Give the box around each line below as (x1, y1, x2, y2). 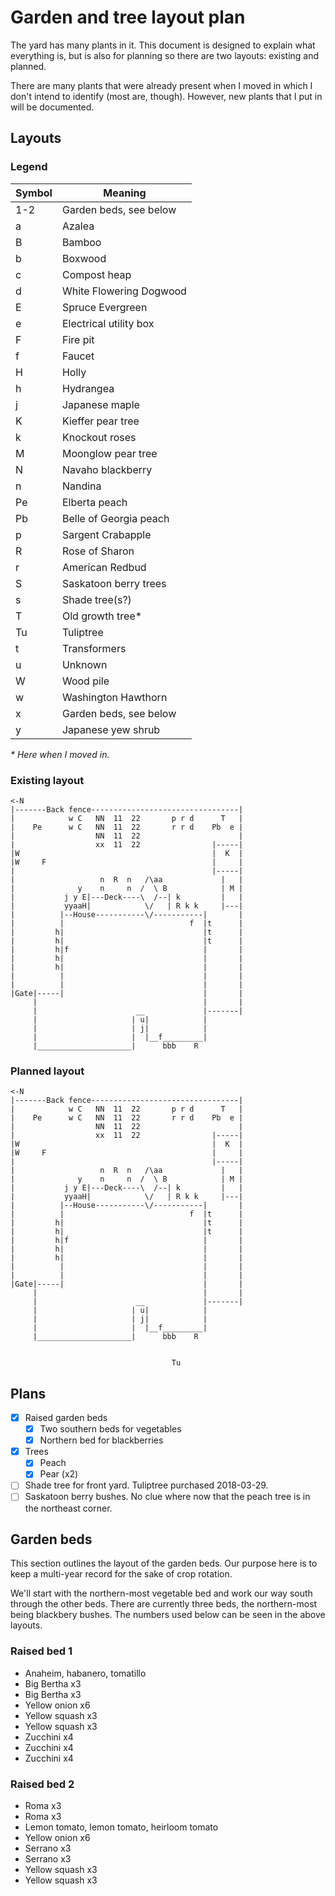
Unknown (61, 657, 108, 671)
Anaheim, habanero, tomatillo (24, 1667, 147, 1679)
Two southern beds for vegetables (39, 1423, 182, 1435)
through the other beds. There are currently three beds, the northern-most (10, 1598, 318, 1610)
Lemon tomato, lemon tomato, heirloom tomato (24, 1821, 219, 1833)
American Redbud (61, 560, 147, 574)
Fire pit (61, 332, 95, 346)
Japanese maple (61, 397, 140, 411)
